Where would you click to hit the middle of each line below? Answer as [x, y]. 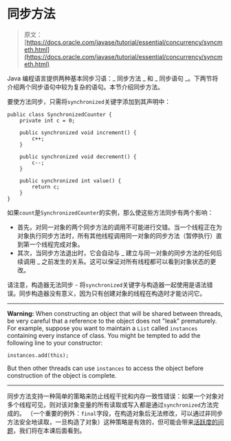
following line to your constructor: [55, 343]
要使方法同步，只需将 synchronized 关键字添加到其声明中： [89, 101]
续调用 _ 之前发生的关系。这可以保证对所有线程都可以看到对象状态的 [114, 261]
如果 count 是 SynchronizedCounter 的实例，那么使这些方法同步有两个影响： [110, 212]
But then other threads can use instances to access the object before [106, 368]
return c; [46, 186]
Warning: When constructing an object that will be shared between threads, [115, 313]
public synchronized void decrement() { [78, 157]
